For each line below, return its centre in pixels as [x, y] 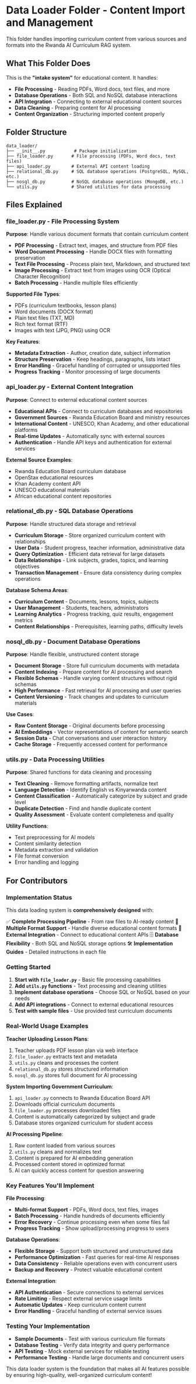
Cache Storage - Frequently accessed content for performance [91, 744]
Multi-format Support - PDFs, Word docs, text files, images [86, 1209]
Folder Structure [36, 132]
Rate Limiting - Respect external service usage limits [78, 1298]
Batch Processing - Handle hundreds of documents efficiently [90, 1216]
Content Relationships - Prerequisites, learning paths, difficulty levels [99, 626]
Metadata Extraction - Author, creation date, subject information [92, 353]
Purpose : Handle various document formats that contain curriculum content [97, 234]
